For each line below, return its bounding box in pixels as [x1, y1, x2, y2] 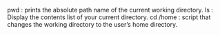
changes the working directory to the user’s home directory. [7, 21, 178, 28]
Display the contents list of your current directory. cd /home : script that [7, 13, 211, 21]
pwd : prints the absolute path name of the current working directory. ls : [7, 6, 214, 14]
